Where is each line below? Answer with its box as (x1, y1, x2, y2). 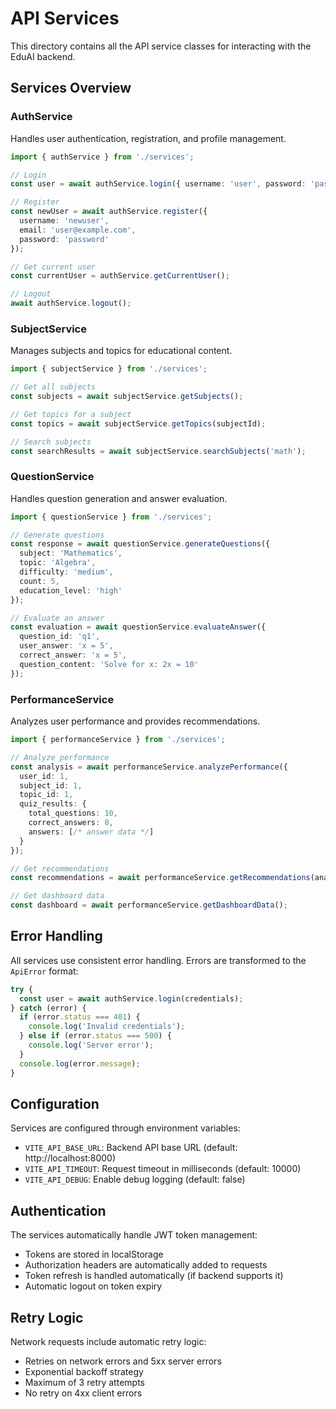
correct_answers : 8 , (28, 818, 114, 828)
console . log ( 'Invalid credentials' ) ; (28, 1022, 186, 1032)
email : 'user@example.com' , (19, 225, 137, 235)
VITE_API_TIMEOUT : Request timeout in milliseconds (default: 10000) (24, 1163, 302, 1175)
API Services (10, 7, 120, 30)
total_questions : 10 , (28, 808, 118, 819)
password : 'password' (19, 234, 110, 244)
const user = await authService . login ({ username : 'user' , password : (10, 179, 307, 189)
